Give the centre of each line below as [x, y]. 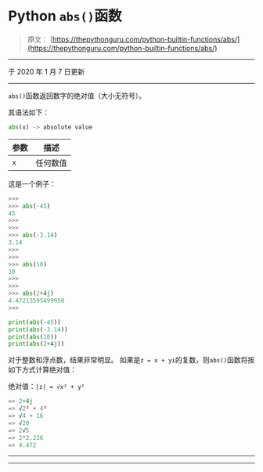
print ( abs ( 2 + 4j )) [36, 344]
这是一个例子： [32, 183]
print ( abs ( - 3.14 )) [38, 329]
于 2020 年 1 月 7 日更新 [46, 71]
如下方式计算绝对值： [42, 370]
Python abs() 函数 [65, 16]
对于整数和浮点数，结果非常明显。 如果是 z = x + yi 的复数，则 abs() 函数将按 [131, 360]
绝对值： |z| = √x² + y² [47, 387]
